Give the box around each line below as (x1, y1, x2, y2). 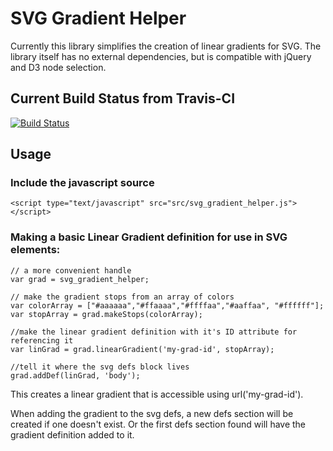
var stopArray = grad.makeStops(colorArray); (10, 309, 203, 319)
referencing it (10, 335, 74, 346)
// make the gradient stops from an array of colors (10, 292, 235, 302)
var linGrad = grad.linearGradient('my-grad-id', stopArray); (10, 344, 275, 354)
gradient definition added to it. (10, 428, 135, 441)
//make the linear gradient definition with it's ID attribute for (10, 327, 298, 337)
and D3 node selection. (10, 61, 107, 73)
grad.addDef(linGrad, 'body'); (10, 370, 141, 381)
